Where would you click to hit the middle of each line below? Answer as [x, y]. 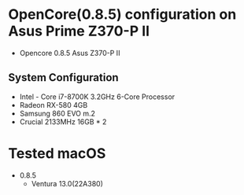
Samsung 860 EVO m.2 [57, 113]
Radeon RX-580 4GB [54, 105]
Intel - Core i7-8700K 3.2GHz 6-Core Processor [97, 97]
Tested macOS [57, 153]
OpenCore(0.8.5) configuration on [122, 15]
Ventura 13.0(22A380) [67, 183]
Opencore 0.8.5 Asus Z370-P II [70, 53]
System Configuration [64, 77]
